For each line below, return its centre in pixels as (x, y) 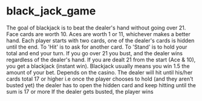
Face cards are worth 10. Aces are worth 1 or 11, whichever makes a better (98, 34)
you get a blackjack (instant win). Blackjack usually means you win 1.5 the (98, 66)
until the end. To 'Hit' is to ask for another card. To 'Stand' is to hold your (97, 47)
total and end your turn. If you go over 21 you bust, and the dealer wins (95, 53)
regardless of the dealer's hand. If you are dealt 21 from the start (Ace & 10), (101, 60)
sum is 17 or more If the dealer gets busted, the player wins (80, 91)
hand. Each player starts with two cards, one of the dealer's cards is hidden (100, 40)
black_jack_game (51, 11)
